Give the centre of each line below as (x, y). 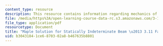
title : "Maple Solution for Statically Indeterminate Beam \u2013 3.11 (79, 32)
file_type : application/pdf (33, 23)
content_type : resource (29, 9)
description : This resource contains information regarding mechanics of (81, 14)
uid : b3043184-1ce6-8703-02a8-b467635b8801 (50, 36)
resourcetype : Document (29, 27)
